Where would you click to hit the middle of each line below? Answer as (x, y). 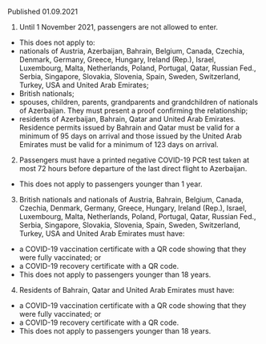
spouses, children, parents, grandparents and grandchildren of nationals (138, 102)
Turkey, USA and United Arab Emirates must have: (102, 234)
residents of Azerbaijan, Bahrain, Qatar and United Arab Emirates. (127, 119)
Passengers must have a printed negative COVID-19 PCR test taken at (134, 160)
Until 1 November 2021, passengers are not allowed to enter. (118, 27)
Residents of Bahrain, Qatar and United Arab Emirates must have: (127, 290)
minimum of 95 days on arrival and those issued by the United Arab (130, 136)
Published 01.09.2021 (42, 12)
